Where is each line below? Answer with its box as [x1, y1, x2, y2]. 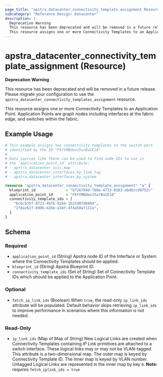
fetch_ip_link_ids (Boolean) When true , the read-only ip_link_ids [12, 297, 147, 303]
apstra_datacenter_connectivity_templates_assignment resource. [5, 96, 136, 102]
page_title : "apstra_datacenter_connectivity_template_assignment [5, 7, 142, 12]
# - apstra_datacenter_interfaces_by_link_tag [5, 170, 101, 175]
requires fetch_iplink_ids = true [12, 366, 80, 373]
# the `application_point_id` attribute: [5, 161, 90, 166]
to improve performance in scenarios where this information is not [12, 307, 145, 313]
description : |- [5, 16, 38, 21]
